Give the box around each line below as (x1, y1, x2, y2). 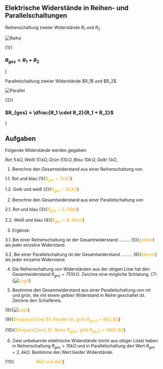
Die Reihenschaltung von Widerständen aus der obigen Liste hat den (12, 266, 150, 272)
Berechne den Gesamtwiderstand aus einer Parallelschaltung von (12, 197, 144, 203)
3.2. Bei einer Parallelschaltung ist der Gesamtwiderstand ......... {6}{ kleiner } (5, 252, 157, 257)
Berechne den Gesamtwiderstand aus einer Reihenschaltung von (12, 166, 143, 172)
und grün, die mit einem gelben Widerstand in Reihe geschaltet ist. (12, 292, 146, 298)
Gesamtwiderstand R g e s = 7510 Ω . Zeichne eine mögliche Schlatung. (12, 272, 150, 278)
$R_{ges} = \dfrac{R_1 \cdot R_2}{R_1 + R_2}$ (5, 109, 114, 116)
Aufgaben (5, 134, 36, 143)
